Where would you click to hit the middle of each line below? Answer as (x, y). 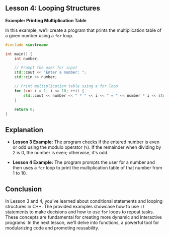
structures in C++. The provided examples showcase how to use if (75, 206)
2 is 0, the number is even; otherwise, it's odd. (61, 153)
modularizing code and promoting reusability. (52, 228)
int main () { (19, 54)
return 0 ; (25, 109)
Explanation (24, 130)
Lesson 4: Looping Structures (53, 8)
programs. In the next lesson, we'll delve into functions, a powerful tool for (82, 222)
